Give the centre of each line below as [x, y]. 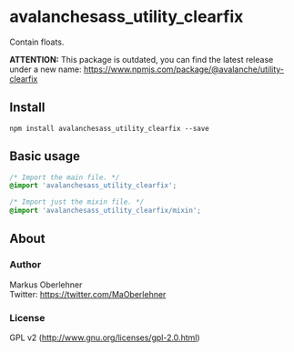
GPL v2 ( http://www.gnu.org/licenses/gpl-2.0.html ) [105, 337]
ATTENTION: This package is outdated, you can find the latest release [142, 59]
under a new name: [46, 69]
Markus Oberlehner [46, 285]
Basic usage [45, 156]
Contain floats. [37, 42]
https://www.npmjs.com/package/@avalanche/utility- [184, 69]
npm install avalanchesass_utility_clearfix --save [109, 128]
